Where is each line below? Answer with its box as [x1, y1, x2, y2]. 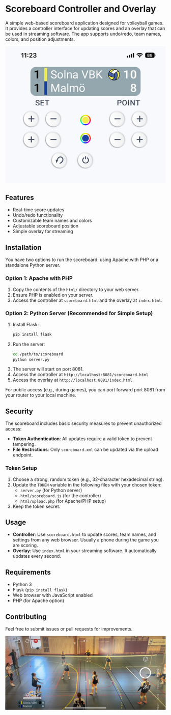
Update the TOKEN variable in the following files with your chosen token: [12, 481, 162, 488]
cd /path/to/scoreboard [12, 352, 64, 357]
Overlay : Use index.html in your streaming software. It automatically [12, 548, 157, 554]
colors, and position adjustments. [5, 36, 75, 42]
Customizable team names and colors [12, 217, 93, 224]
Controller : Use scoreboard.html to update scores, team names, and [12, 531, 156, 537]
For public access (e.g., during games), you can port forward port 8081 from [5, 387, 165, 393]
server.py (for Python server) [20, 487, 82, 493]
